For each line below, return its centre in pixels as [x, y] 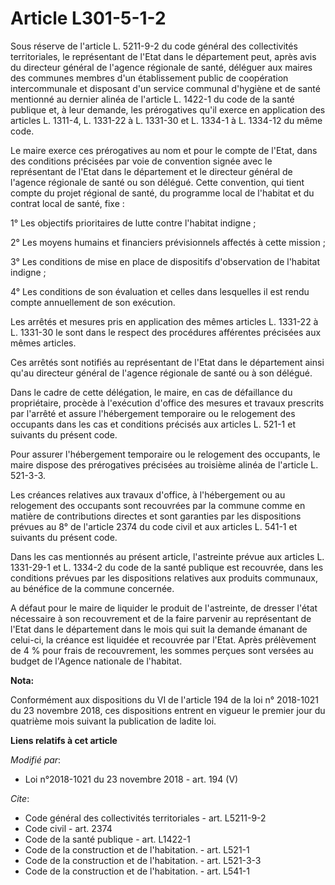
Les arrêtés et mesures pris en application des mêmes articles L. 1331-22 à [164, 321]
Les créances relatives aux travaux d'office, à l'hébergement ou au [148, 494]
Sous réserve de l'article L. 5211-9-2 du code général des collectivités [154, 46]
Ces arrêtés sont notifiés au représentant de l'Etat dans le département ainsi [167, 362]
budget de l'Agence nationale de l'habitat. [96, 661]
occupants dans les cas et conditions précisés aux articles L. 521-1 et [153, 424]
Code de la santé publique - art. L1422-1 [107, 839]
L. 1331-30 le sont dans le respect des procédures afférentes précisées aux [166, 332]
